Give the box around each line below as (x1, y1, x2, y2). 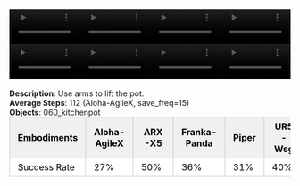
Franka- (181, 126, 217, 138)
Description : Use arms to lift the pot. (9, 88, 145, 99)
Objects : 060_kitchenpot (9, 107, 101, 117)
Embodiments (17, 132, 79, 143)
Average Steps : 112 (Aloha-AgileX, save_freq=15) (9, 98, 190, 108)
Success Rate (17, 161, 76, 173)
